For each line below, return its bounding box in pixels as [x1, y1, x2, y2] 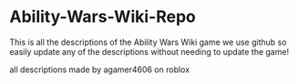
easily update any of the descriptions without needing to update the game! [9, 46, 290, 57]
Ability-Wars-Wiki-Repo [9, 6, 196, 27]
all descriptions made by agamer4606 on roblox [9, 64, 190, 75]
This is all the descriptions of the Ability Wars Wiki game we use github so [9, 37, 287, 47]
